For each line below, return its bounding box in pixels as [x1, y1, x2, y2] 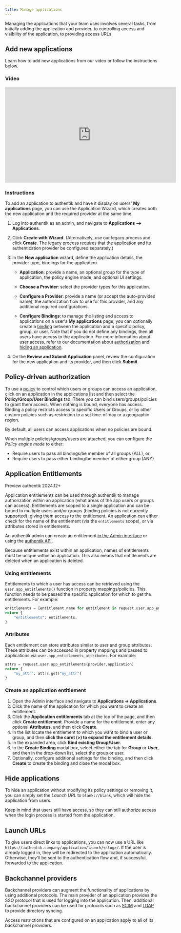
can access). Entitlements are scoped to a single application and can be [5, 503, 150, 508]
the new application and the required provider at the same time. [5, 211, 133, 217]
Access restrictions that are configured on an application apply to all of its [5, 917, 154, 923]
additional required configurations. [19, 304, 89, 310]
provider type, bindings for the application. [12, 260, 99, 266]
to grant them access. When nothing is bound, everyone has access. [5, 401, 143, 407]
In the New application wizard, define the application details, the [12, 254, 143, 261]
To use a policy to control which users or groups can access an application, [5, 386, 157, 391]
